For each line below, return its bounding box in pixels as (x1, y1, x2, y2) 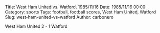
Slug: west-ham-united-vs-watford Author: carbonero (5, 14, 114, 20)
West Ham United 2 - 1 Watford (5, 23, 68, 29)
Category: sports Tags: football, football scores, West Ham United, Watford (5, 9, 156, 15)
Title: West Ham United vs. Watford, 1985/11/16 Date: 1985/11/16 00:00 (5, 4, 146, 10)
